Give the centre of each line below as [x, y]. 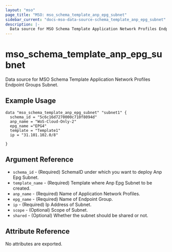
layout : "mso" [20, 10]
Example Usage [31, 101]
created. [21, 188]
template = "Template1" [35, 130]
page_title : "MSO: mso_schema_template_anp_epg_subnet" [66, 15]
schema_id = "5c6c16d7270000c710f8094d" [53, 117]
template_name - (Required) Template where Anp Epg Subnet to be [82, 182]
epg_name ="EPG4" [28, 126]
